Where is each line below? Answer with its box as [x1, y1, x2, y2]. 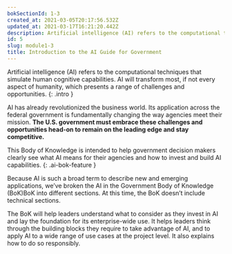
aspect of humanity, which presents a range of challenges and [7, 82, 185, 91]
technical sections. [7, 196, 61, 204]
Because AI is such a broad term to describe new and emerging [7, 174, 188, 182]
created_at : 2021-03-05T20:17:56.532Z [7, 17, 119, 24]
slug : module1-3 [7, 42, 54, 49]
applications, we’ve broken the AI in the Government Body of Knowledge [7, 181, 214, 190]
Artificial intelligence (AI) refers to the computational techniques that [7, 67, 202, 76]
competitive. [7, 132, 45, 140]
